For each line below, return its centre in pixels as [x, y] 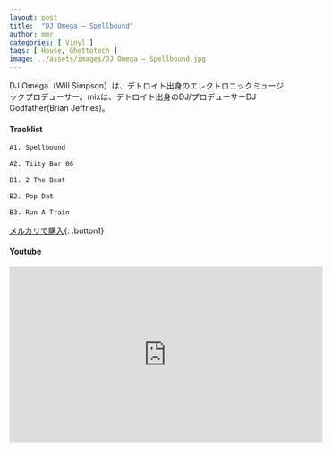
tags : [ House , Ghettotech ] [64, 51]
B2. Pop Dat [31, 196]
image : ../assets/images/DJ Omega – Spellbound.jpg [107, 59]
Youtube [26, 252]
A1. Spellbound [38, 148]
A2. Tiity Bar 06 [42, 164]
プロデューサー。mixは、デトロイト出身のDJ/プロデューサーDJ [140, 96]
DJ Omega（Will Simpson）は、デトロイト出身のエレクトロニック [131, 85]
